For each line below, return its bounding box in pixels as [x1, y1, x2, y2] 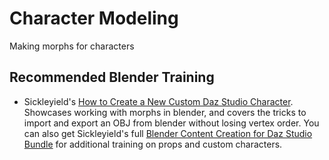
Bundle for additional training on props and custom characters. [23, 138, 283, 150]
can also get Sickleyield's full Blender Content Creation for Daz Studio [23, 127, 313, 139]
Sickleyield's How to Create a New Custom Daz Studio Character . [23, 95, 294, 107]
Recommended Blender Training [9, 69, 215, 86]
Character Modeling [9, 7, 179, 30]
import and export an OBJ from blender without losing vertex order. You [23, 117, 320, 129]
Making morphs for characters [9, 40, 135, 52]
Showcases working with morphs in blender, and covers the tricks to [23, 106, 307, 118]
